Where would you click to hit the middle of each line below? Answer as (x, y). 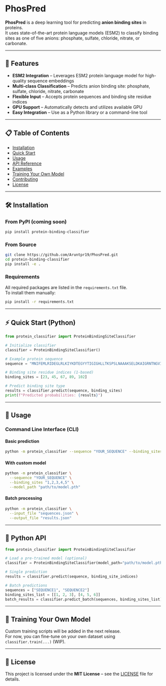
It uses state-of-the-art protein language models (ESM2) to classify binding (82, 33)
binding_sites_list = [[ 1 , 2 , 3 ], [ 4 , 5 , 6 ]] (53, 594)
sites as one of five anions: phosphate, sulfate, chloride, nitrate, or (72, 38)
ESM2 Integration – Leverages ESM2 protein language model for (78, 75)
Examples (22, 168)
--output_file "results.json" (41, 518)
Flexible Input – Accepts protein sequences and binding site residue (82, 97)
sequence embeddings (50, 81)
